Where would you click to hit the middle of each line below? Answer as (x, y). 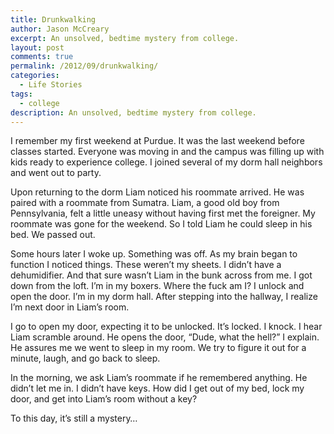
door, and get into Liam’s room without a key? (104, 399)
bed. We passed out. (53, 235)
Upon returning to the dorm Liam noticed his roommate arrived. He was (157, 192)
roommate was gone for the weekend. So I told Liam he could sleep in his (161, 224)
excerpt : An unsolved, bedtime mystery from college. (125, 38)
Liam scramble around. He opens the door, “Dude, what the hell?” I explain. (165, 337)
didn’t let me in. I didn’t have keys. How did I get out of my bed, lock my (157, 388)
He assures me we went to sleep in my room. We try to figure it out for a (158, 348)
